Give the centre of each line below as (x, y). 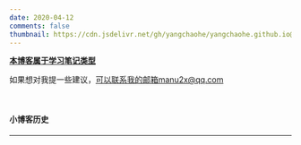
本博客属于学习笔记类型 (52, 61)
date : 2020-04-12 (42, 17)
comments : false (39, 26)
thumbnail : (30, 34)
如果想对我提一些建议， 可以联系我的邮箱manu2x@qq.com (116, 80)
